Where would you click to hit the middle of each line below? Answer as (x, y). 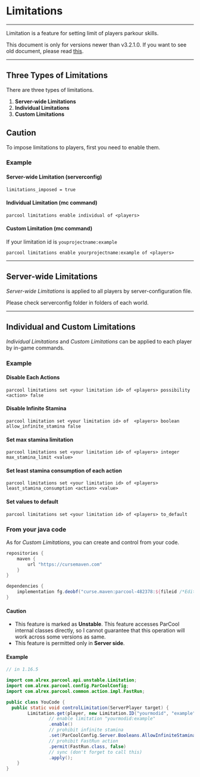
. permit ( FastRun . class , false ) (87, 747)
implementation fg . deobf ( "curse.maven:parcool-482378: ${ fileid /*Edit (106, 592)
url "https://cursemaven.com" (65, 564)
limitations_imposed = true (41, 189)
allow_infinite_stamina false (44, 426)
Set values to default (32, 502)
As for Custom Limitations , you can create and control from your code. (93, 542)
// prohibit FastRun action (83, 741)
